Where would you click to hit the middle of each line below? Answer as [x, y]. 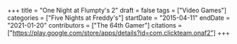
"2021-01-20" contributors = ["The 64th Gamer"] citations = [95, 25]
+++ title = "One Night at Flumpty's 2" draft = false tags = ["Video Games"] [117, 10]
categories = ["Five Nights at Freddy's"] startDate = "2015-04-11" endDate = [119, 18]
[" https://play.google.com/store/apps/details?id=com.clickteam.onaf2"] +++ [118, 33]
